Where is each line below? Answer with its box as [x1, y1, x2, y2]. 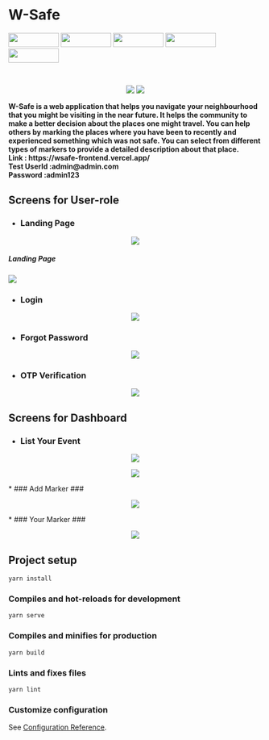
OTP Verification [19, 370, 87, 381]
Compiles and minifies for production [8, 630, 157, 642]
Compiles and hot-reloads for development [8, 593, 181, 604]
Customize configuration [8, 704, 109, 715]
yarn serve [8, 612, 45, 620]
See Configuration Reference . [8, 722, 107, 732]
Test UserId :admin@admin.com [8, 161, 119, 171]
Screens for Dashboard [8, 411, 127, 424]
